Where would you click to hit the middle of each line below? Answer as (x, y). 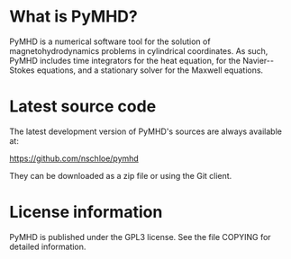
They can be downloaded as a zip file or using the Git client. (121, 175)
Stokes (22, 70)
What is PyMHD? (73, 17)
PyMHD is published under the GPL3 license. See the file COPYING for (141, 237)
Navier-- (259, 60)
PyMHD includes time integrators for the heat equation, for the (125, 60)
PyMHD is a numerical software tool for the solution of (110, 41)
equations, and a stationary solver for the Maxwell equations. (150, 70)
